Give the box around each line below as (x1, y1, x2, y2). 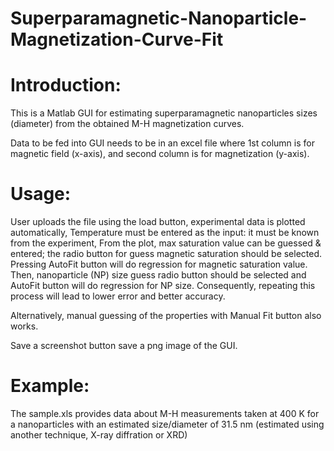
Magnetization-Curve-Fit (10, 28, 224, 51)
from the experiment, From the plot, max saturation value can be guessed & (10, 237, 322, 249)
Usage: (10, 183, 72, 206)
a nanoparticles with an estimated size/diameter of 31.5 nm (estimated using (10, 418, 325, 430)
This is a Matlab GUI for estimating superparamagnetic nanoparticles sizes (10, 107, 318, 119)
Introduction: (10, 74, 122, 97)
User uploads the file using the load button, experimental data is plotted (10, 216, 306, 228)
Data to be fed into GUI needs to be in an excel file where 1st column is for (10, 137, 315, 149)
